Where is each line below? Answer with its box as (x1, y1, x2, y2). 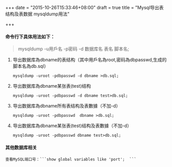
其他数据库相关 (5, 144, 37, 150)
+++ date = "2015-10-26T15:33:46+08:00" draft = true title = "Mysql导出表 (5, 5, 164, 10)
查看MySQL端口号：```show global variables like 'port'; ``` (5, 157, 137, 162)
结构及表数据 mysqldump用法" (5, 11, 70, 17)
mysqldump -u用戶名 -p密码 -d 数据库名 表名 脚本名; (17, 46, 129, 52)
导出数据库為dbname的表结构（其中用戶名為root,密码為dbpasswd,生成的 (12, 57, 167, 63)
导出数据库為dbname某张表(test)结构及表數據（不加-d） (12, 122, 132, 129)
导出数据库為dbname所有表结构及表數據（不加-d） (12, 103, 121, 109)
